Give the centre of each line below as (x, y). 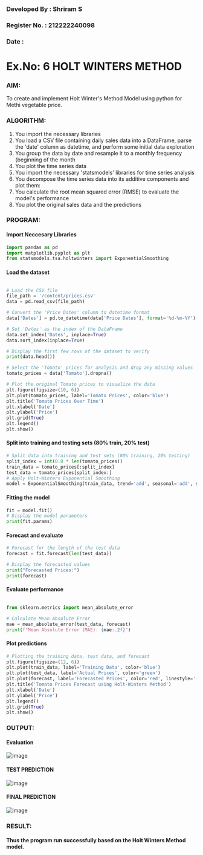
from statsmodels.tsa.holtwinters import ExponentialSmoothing (88, 259)
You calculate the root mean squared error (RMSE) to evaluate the (97, 192)
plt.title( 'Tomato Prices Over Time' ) (55, 401)
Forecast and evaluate (35, 535)
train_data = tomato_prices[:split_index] (60, 467)
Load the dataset (28, 272)
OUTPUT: (20, 728)
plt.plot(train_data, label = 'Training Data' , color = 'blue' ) (84, 668)
